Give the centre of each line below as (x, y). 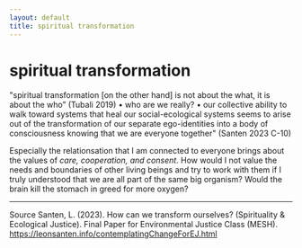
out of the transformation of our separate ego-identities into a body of (139, 124)
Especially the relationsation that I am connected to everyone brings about (147, 151)
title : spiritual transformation (72, 26)
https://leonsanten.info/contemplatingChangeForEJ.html (113, 234)
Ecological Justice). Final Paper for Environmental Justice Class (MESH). (144, 225)
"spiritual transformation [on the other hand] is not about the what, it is (140, 95)
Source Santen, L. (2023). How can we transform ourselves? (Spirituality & (147, 215)
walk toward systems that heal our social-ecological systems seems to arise (151, 114)
